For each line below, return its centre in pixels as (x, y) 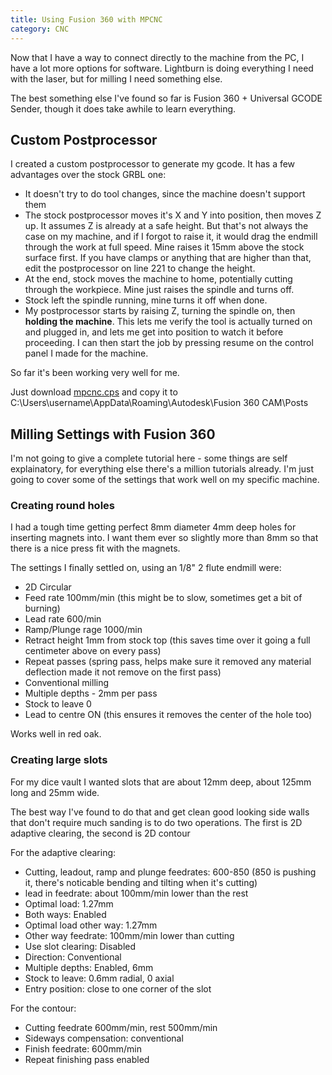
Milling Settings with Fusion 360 (113, 434)
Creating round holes (62, 506)
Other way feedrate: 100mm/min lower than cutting (129, 935)
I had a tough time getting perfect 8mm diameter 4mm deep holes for (153, 527)
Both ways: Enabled (65, 914)
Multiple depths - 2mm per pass (91, 693)
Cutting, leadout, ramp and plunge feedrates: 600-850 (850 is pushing (170, 872)
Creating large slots (59, 760)
